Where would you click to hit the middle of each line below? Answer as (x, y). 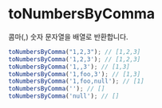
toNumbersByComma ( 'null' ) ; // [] (64, 96)
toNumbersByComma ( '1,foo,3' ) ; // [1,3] (75, 74)
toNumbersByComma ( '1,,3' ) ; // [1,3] (69, 67)
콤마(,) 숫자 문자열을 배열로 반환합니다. (69, 37)
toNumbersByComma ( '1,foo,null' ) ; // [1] (77, 81)
